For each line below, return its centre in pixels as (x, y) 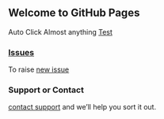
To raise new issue (39, 69)
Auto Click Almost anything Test (61, 32)
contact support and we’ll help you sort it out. (82, 107)
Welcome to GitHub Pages (74, 13)
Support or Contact (46, 90)
